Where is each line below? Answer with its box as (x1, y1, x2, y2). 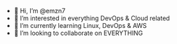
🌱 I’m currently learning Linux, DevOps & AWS (13, 22, 147, 29)
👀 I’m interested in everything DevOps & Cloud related (13, 14, 170, 22)
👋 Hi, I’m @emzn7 (13, 7, 65, 15)
